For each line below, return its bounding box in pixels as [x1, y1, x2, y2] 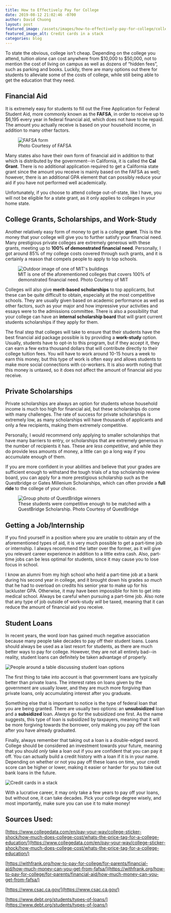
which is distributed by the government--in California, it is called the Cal [5, 158, 156, 164]
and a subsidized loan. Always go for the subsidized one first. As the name [5, 711, 163, 717]
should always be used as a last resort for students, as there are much [5, 643, 153, 649]
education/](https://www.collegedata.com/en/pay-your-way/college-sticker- [5, 839, 166, 846]
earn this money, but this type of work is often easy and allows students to [5, 356, 162, 362]
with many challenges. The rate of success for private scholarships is [5, 412, 151, 418]
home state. [5, 200, 31, 206]
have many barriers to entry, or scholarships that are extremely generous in [5, 438, 164, 444]
